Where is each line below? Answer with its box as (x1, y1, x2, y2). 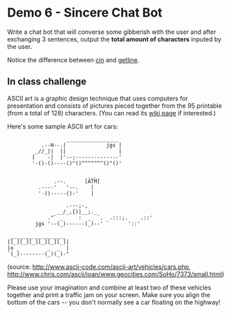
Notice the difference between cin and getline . (7, 55, 140, 64)
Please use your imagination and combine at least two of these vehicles (7, 283, 212, 292)
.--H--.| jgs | (41, 142, 122, 149)
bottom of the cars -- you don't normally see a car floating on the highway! (7, 298, 221, 306)
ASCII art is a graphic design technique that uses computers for (7, 94, 188, 102)
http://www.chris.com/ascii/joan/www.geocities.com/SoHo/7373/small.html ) (7, 269, 225, 278)
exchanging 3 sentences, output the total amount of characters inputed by (7, 35, 222, 43)
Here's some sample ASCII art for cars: (7, 122, 119, 131)
